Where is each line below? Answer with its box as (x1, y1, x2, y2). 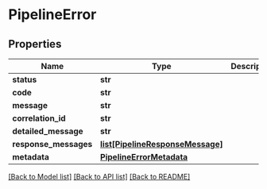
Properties (8, 37, 62, 51)
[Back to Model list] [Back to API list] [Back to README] (8, 172, 191, 181)
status (12, 74, 37, 85)
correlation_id (12, 113, 66, 124)
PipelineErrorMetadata (100, 152, 188, 162)
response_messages (12, 139, 93, 149)
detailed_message (12, 125, 83, 137)
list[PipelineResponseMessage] (100, 139, 223, 149)
